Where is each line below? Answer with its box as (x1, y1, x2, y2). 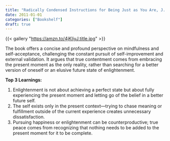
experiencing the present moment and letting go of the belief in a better (12, 92, 163, 98)
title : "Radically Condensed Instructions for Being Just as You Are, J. (5, 7, 166, 13)
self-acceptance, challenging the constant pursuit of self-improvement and (5, 51, 163, 57)
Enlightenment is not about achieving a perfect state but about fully (12, 87, 155, 93)
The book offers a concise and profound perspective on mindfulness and (5, 45, 159, 51)
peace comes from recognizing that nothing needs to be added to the (12, 125, 159, 131)
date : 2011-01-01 (5, 12, 42, 17)
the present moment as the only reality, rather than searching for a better (5, 62, 159, 68)
